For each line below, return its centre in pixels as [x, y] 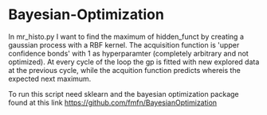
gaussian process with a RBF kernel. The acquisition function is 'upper [124, 44]
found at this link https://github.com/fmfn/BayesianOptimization [113, 102]
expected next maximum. [50, 79]
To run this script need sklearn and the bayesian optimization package [124, 94]
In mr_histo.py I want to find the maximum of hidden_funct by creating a [126, 36]
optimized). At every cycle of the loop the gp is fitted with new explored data [134, 62]
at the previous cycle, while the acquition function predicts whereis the [124, 70]
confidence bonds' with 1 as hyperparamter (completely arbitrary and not [128, 53]
